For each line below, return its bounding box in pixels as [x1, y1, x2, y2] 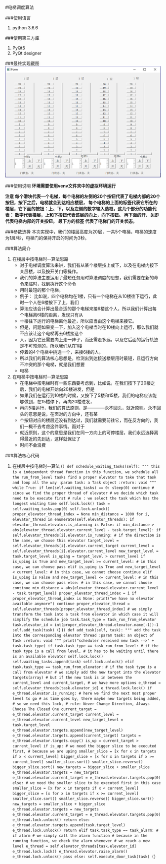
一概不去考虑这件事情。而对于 [24, 424, 85, 430]
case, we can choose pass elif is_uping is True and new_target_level [12, 564, 161, 569]
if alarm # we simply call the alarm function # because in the [12, 833, 148, 838]
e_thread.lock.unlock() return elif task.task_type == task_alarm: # [12, 828, 159, 833]
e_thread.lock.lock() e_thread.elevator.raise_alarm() [12, 849, 128, 854]
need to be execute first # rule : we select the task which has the [12, 496, 159, 501]
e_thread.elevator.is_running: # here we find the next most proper [12, 691, 157, 696]
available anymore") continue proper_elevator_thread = [12, 602, 130, 607]
